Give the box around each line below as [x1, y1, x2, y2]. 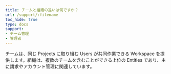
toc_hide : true [5, 17, 38, 22]
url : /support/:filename [5, 12, 58, 17]
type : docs [5, 21, 29, 27]
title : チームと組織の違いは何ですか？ [5, 7, 79, 13]
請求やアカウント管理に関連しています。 [9, 63, 95, 69]
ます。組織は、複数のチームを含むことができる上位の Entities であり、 [14, 57, 162, 63]
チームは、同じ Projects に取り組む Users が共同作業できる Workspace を [5, 51, 161, 57]
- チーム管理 [5, 31, 29, 36]
